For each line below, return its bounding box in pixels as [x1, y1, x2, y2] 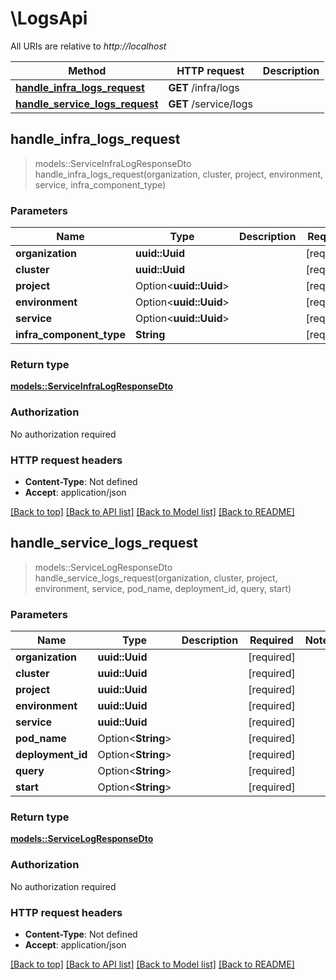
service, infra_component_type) [34, 178, 167, 191]
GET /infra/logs [168, 80, 240, 94]
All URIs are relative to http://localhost [10, 40, 167, 52]
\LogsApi [10, 7, 88, 30]
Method [68, 63, 107, 77]
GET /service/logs [168, 97, 253, 111]
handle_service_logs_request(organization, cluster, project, [34, 572, 278, 584]
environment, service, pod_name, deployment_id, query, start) [34, 582, 292, 594]
